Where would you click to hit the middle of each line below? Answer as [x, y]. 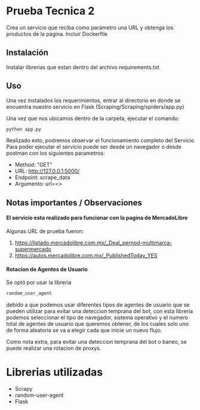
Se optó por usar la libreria [39, 283]
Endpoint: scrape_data [42, 178]
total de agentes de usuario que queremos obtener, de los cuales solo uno [98, 324]
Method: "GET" [33, 165]
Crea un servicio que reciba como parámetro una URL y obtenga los [90, 27]
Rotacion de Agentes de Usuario [47, 269]
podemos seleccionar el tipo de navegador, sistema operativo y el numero [97, 317]
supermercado [33, 249]
